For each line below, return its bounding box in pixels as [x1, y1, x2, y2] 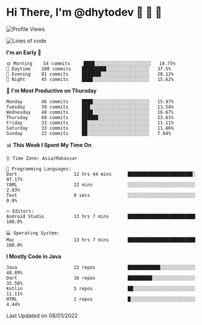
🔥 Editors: [6, 208, 34, 214]
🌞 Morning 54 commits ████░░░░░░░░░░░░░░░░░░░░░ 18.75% [6, 60, 176, 66]
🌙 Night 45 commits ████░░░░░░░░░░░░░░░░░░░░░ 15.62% [6, 76, 174, 82]
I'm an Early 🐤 [6, 48, 42, 56]
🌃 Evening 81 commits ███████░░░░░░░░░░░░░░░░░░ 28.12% [6, 71, 174, 77]
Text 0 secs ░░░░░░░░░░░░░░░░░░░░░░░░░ [6, 192, 196, 198]
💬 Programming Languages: [6, 166, 71, 172]
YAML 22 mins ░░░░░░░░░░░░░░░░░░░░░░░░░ [6, 181, 196, 188]
